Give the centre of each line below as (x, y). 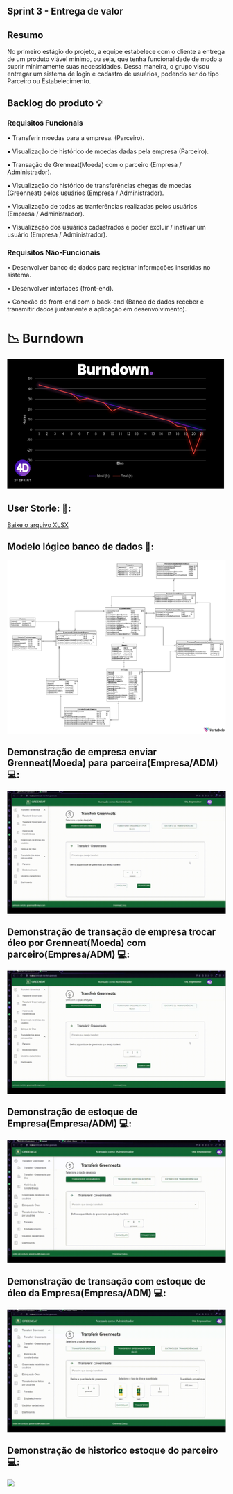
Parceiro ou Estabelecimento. (49, 81)
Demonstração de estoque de (72, 1112)
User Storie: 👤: (39, 508)
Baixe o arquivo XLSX (38, 525)
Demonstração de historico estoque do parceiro (113, 1450)
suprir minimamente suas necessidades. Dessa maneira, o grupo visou (108, 67)
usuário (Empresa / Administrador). (57, 234)
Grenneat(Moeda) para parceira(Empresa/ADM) (113, 763)
